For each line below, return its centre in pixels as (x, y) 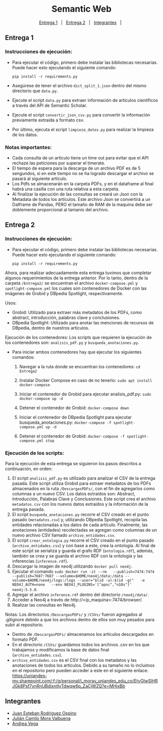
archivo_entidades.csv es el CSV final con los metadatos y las (74, 660)
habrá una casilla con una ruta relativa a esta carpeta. (66, 189)
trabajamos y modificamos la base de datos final (60, 650)
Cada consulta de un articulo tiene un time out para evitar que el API (80, 158)
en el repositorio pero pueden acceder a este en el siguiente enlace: (80, 670)
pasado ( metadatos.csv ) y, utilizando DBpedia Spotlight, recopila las (80, 519)
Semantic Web (81, 9)
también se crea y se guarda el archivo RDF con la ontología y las (77, 556)
